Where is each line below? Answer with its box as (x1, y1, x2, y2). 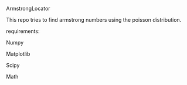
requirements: (6, 28, 40, 35)
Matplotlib (6, 50, 30, 57)
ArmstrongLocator (6, 5, 51, 12)
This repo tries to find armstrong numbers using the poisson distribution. (6, 16, 182, 23)
